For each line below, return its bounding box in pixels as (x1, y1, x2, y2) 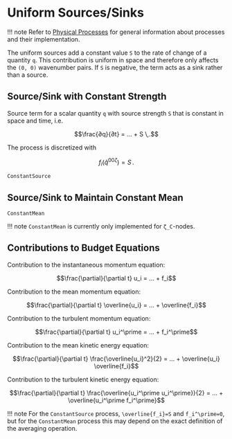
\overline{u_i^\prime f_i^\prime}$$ (68, 396, 165, 404)
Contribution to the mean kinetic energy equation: (7, 341, 150, 349)
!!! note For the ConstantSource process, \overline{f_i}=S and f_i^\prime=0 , (7, 409, 225, 418)
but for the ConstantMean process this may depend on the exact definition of (7, 417, 223, 425)
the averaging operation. (7, 424, 78, 432)
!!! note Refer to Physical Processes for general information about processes (7, 28, 225, 36)
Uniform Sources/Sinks (7, 5, 144, 21)
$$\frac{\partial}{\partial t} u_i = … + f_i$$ (56, 274, 177, 282)
